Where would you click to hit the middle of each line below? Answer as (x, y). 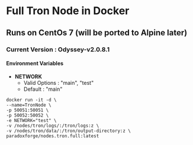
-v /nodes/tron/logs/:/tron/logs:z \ (53, 126)
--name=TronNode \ (29, 105)
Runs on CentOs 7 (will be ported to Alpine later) (97, 33)
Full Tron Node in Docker (68, 11)
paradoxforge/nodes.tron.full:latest (53, 136)
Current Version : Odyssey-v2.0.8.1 (58, 50)
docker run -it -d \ (32, 100)
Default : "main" (43, 89)
